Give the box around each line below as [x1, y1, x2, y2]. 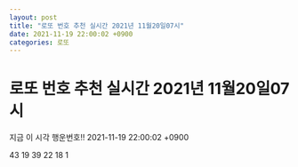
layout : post [9, 12, 58, 22]
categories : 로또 [9, 37, 69, 47]
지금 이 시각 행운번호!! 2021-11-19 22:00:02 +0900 [9, 132, 189, 143]
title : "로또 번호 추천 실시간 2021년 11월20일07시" [9, 21, 185, 30]
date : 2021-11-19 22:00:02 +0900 [9, 29, 133, 38]
